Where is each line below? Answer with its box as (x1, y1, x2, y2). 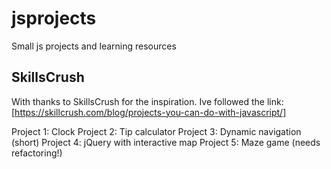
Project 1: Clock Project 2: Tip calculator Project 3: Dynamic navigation (11, 125, 302, 137)
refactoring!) (11, 147, 63, 159)
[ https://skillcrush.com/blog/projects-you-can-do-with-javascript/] (11, 106, 287, 118)
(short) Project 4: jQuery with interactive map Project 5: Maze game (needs (11, 136, 321, 148)
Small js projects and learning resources (11, 40, 177, 52)
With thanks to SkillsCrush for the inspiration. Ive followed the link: (11, 95, 284, 107)
